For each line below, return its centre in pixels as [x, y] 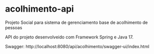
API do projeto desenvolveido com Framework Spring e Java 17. [69, 37]
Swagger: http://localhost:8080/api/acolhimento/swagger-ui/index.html [77, 46]
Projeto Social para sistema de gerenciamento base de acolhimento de [77, 22]
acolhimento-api [39, 9]
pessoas [14, 27]
